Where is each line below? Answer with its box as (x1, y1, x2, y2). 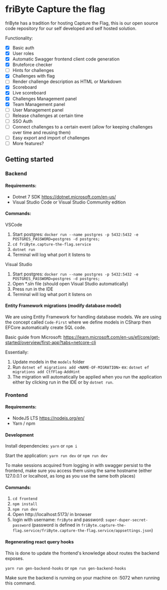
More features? (12, 140, 44, 146)
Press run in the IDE (12, 286, 53, 292)
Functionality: (5, 35, 33, 41)
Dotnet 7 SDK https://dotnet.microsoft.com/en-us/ (12, 193, 116, 199)
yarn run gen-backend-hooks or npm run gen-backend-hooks (5, 565, 126, 571)
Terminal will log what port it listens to (12, 251, 91, 257)
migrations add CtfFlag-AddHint (12, 369, 80, 374)
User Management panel (12, 106, 63, 113)
